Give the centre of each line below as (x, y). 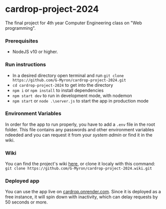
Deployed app (22, 181)
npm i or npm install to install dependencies (58, 90)
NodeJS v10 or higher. (35, 52)
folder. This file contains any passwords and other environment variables (80, 129)
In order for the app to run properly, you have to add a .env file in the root (80, 124)
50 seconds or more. (27, 202)
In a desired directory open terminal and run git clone (68, 75)
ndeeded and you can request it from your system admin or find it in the (79, 135)
